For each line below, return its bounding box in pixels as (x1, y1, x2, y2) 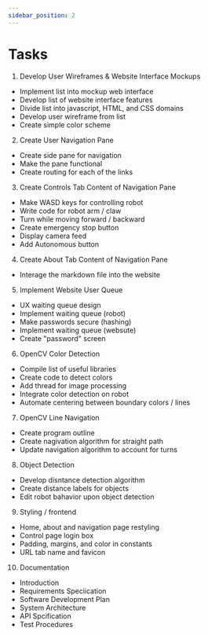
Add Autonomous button (19, 239, 100, 248)
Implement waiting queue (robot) (19, 308, 126, 318)
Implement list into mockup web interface (19, 86, 155, 96)
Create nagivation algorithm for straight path (19, 436, 163, 446)
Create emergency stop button (19, 222, 119, 232)
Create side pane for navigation (19, 150, 122, 160)
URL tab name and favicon (19, 547, 106, 556)
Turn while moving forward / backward (19, 214, 145, 224)
